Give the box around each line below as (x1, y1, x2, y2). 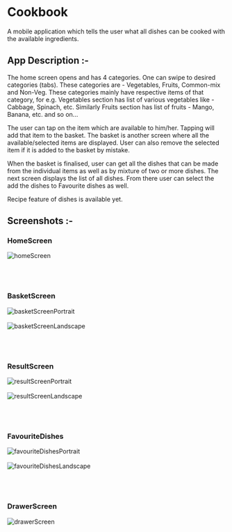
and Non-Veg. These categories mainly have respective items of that (7, 88, 204, 96)
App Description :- (7, 55, 89, 67)
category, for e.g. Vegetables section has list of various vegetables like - (7, 95, 215, 104)
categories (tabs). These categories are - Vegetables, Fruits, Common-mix (7, 81, 221, 89)
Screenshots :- (7, 215, 74, 227)
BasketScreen (7, 291, 56, 301)
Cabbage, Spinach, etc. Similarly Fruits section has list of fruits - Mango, (7, 102, 215, 111)
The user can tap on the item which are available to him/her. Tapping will (7, 123, 215, 132)
